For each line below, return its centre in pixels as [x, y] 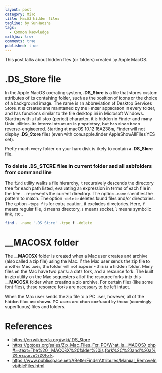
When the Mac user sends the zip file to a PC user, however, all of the [74, 296]
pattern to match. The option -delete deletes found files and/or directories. [80, 198]
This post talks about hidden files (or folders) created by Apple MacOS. [76, 59]
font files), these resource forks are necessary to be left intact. [67, 287]
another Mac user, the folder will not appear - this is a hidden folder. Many [79, 266]
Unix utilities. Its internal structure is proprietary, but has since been [73, 124]
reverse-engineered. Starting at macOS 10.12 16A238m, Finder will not [75, 129]
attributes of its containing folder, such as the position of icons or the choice [81, 98]
